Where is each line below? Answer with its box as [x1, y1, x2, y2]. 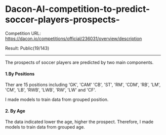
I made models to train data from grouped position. [5, 96, 109, 102]
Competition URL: [5, 30, 41, 36]
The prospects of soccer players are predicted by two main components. [5, 59, 154, 65]
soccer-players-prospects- [5, 14, 120, 25]
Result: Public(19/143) [5, 45, 49, 51]
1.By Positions [5, 71, 35, 77]
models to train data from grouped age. [5, 124, 85, 130]
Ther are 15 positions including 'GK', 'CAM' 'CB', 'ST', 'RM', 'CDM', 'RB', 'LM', [5, 82, 161, 88]
